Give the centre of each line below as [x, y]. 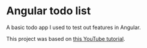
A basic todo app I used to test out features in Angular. [73, 27]
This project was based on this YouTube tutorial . [66, 39]
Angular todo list [49, 11]
